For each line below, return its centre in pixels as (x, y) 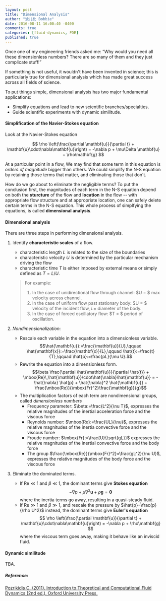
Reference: (17, 575)
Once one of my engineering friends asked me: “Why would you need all (79, 51)
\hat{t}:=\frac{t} (139, 351)
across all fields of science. (33, 82)
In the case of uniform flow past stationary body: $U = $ (89, 303)
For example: (38, 283)
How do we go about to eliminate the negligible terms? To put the (72, 185)
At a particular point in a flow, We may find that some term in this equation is (83, 164)
